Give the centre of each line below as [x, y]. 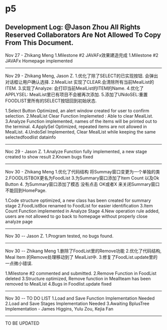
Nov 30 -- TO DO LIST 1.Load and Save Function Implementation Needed [80, 298]
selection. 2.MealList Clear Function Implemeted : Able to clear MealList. [79, 116]
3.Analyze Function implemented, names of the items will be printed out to [81, 121]
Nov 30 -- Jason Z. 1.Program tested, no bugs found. [59, 236]
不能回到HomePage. [26, 190]
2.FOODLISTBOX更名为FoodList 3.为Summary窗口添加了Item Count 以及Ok [82, 178]
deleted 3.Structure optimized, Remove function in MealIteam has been [78, 279]
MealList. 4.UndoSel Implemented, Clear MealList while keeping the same [81, 132]
